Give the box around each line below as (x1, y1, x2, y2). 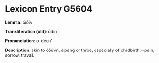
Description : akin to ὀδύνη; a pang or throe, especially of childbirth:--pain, (5, 47, 155, 53)
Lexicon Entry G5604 (5, 3, 93, 14)
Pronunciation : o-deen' (5, 38, 52, 44)
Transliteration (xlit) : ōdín (5, 28, 57, 34)
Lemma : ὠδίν (5, 19, 32, 25)
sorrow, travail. (5, 52, 35, 58)
